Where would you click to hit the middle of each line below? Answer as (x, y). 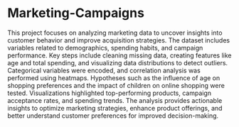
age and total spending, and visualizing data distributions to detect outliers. (118, 62)
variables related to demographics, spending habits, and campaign (105, 48)
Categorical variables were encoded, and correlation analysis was (104, 70)
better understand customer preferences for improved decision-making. (113, 116)
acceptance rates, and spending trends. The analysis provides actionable (115, 100)
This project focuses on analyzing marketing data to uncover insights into (115, 33)
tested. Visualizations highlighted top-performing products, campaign (110, 93)
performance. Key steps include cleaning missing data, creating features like (119, 55)
